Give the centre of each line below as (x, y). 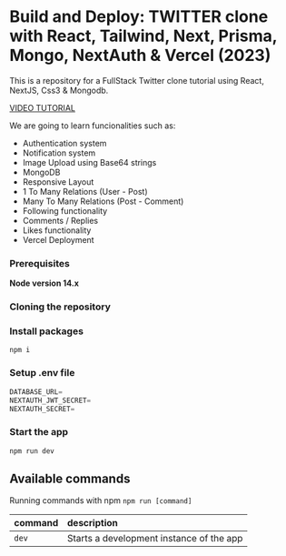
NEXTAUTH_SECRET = (42, 409)
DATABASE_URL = (36, 392)
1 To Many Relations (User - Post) (85, 191)
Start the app (39, 432)
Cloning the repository (60, 307)
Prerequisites (39, 263)
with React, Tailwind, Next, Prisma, (143, 36)
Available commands (70, 479)
